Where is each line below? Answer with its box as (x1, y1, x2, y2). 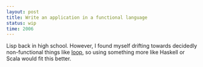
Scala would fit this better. (6, 55, 72, 62)
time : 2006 (6, 25, 34, 32)
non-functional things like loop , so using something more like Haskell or (6, 49, 185, 56)
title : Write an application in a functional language (6, 14, 148, 21)
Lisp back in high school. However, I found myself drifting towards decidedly (6, 42, 198, 49)
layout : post (6, 8, 39, 15)
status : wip (6, 20, 36, 26)
